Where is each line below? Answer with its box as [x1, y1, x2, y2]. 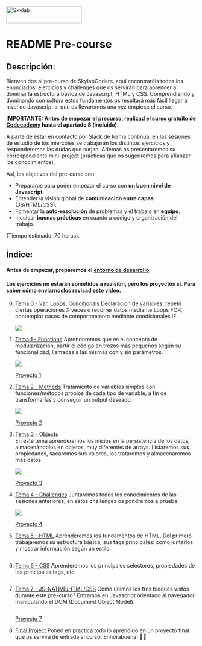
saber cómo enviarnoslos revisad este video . [6, 287, 122, 294]
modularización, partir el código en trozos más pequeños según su [14, 342, 181, 349]
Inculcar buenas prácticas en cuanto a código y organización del [14, 214, 178, 221]
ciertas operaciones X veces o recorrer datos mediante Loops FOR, [14, 306, 183, 314]
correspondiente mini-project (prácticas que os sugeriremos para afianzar [6, 152, 191, 159]
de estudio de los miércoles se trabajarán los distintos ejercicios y [6, 139, 170, 147]
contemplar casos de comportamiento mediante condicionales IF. [14, 313, 178, 320]
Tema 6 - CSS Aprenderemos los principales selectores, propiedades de [14, 562, 195, 569]
